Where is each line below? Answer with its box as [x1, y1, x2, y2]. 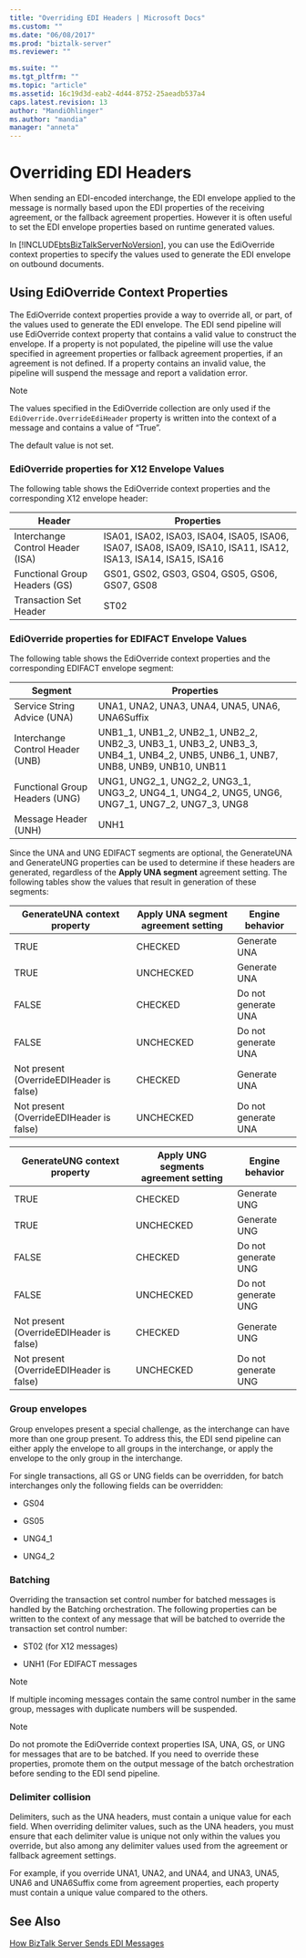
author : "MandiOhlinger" [9, 106, 104, 115]
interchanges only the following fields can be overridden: [9, 1479, 224, 1491]
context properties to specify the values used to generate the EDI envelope [9, 249, 291, 260]
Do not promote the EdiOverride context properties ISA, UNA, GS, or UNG [9, 1739, 286, 1750]
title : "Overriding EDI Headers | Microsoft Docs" [9, 13, 206, 23]
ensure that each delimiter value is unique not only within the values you [9, 1830, 280, 1842]
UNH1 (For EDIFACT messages [22, 1659, 138, 1670]
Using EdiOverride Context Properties [9, 285, 229, 301]
